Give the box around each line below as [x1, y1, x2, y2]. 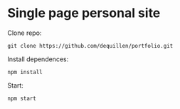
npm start [7, 95, 37, 102]
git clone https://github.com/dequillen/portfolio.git [7, 42, 174, 49]
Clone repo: [7, 28, 42, 37]
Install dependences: [7, 55, 69, 63]
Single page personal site [7, 5, 161, 21]
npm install [7, 68, 43, 76]
